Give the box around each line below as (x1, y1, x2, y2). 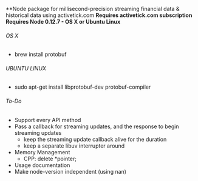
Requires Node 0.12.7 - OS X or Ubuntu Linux (5, 18, 121, 25)
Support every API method (14, 116, 81, 123)
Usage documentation (14, 161, 70, 169)
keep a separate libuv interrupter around (23, 142, 125, 149)
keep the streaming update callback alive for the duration (23, 135, 167, 143)
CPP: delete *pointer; (23, 155, 77, 162)
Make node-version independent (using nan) (14, 168, 127, 175)
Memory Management (14, 148, 70, 155)
